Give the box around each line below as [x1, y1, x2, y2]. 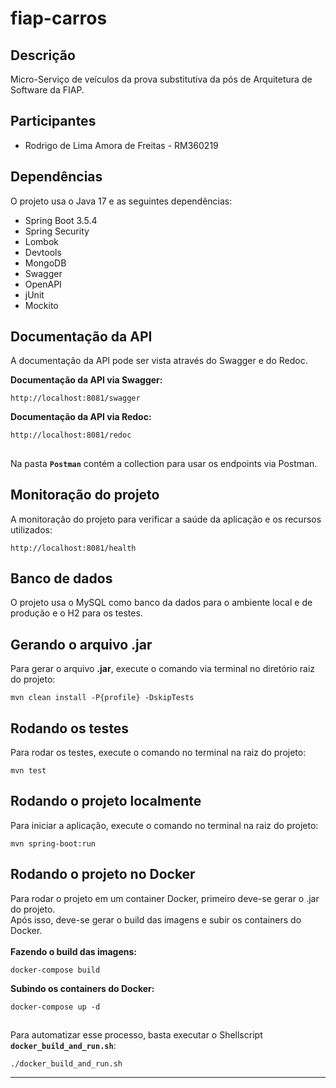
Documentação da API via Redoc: [10, 411, 152, 423]
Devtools [24, 246, 62, 258]
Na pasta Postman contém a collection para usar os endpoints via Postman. [10, 457, 318, 469]
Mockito [24, 299, 59, 311]
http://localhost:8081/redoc [10, 430, 132, 441]
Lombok [24, 235, 60, 247]
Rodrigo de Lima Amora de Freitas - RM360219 [24, 139, 219, 151]
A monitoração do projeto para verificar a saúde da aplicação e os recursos [10, 513, 322, 525]
